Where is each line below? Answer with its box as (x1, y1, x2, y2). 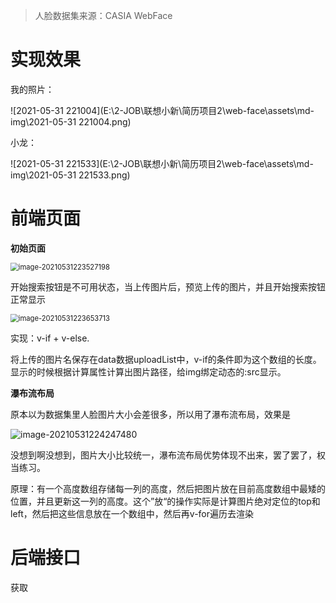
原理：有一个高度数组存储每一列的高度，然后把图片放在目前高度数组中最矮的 (10, 482, 326, 494)
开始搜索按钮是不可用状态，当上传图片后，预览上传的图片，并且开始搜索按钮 (10, 280, 326, 293)
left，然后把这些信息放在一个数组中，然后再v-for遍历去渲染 (10, 507, 255, 519)
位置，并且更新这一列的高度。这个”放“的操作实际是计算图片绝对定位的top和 (10, 495, 321, 507)
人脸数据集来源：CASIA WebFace (34, 10, 173, 21)
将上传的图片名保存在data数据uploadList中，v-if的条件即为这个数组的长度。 (10, 353, 322, 365)
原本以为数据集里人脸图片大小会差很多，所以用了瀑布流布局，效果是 (10, 408, 291, 420)
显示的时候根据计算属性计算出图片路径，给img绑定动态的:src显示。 (10, 365, 287, 378)
